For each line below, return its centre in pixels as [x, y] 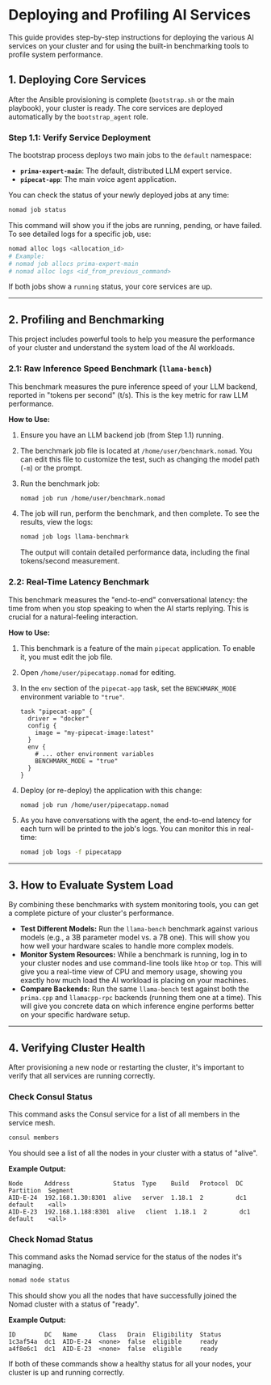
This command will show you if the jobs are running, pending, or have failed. [135, 225]
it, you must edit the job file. [66, 657]
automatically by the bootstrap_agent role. [79, 116]
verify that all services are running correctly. [82, 1075]
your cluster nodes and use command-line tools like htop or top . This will [141, 963]
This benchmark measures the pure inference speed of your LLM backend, [133, 386]
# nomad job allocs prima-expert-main [73, 264]
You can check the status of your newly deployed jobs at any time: [119, 195]
